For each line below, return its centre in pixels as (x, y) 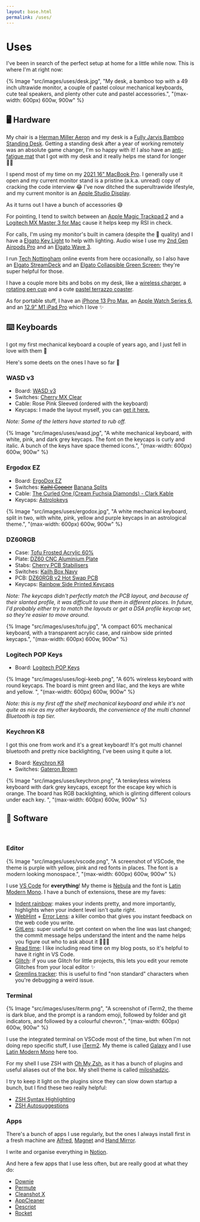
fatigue (15, 157)
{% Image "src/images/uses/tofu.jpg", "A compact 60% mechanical (89, 626)
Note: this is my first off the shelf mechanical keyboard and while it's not (96, 703)
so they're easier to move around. (48, 615)
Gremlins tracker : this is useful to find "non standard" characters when (102, 973)
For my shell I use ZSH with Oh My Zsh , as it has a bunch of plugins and (95, 1063)
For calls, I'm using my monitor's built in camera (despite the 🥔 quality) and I (100, 234)
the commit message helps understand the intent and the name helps (100, 935)
